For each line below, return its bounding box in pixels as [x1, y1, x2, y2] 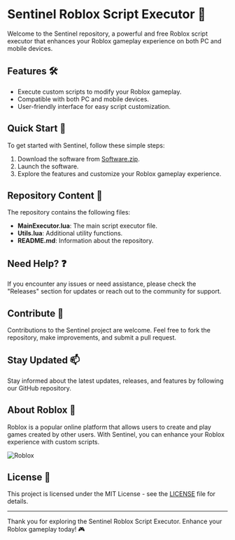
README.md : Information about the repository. [17, 237, 154, 245]
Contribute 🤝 [7, 307, 64, 319]
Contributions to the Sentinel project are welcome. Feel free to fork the [7, 326, 211, 334]
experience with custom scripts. [7, 437, 100, 446]
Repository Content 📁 [7, 189, 103, 201]
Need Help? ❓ [7, 258, 67, 270]
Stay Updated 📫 [7, 354, 80, 366]
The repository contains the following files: [7, 208, 131, 217]
